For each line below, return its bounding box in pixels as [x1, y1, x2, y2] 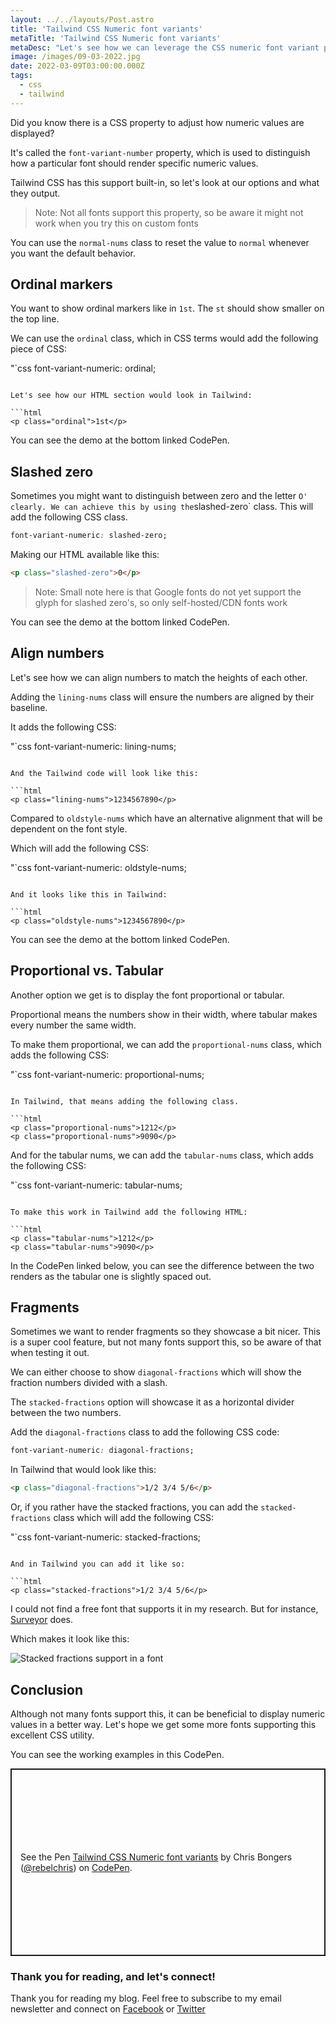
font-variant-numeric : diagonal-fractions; [10, 1446, 195, 1456]
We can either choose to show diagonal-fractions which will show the [10, 1366, 302, 1378]
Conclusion [10, 1681, 84, 1698]
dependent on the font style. [10, 822, 128, 835]
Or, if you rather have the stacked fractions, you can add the [10, 1501, 259, 1513]
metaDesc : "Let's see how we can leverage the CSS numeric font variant [10, 42, 320, 53]
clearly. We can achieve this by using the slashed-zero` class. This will [10, 501, 314, 513]
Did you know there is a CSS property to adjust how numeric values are [10, 116, 305, 128]
